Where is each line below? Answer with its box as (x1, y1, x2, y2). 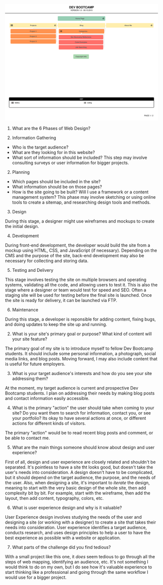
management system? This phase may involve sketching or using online (12, 194, 156, 200)
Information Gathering (12, 135, 57, 141)
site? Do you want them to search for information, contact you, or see (12, 410, 151, 416)
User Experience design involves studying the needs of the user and (5, 514, 142, 520)
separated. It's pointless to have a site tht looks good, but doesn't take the (5, 464, 153, 470)
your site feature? (12, 336, 48, 342)
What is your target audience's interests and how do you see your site (12, 371, 152, 377)
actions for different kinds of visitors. (12, 420, 86, 426)
